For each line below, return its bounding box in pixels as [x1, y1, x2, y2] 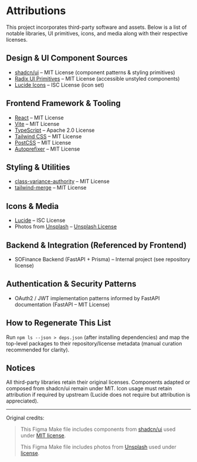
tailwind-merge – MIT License [14, 184, 87, 191]
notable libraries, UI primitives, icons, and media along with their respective [6, 29, 188, 36]
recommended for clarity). [6, 346, 70, 353]
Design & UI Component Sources [6, 53, 128, 63]
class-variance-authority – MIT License [14, 178, 110, 185]
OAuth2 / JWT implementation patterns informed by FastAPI [14, 294, 160, 301]
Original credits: [6, 414, 45, 421]
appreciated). [6, 397, 39, 404]
